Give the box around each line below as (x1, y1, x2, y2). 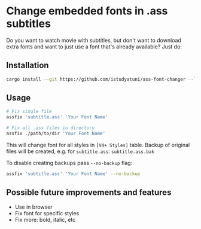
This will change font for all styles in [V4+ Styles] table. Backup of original (6, 141, 190, 148)
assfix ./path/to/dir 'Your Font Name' (6, 130, 106, 137)
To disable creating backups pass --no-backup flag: (6, 159, 133, 166)
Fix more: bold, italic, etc (14, 216, 76, 223)
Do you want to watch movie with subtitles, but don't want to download (6, 36, 181, 44)
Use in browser (14, 203, 53, 210)
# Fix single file (6, 109, 52, 115)
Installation (6, 60, 49, 71)
